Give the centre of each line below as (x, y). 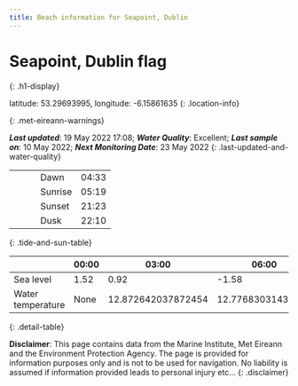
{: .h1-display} (35, 86)
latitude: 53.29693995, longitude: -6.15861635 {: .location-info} (125, 103)
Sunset (55, 206)
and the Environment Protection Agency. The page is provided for (129, 353)
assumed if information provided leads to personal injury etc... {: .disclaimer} (149, 372)
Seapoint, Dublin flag (88, 61)
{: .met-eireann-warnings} (57, 120)
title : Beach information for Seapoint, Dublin (99, 17)
